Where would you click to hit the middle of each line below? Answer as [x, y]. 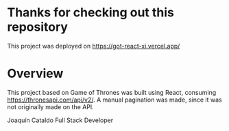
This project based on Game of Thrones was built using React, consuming [112, 92]
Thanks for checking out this [91, 13]
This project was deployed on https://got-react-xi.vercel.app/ [94, 46]
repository [38, 27]
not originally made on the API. [50, 106]
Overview [35, 74]
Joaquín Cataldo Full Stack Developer [60, 120]
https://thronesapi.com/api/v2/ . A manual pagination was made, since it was [114, 100]
